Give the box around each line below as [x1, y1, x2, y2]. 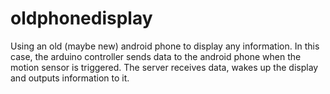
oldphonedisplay [10, 7, 153, 30]
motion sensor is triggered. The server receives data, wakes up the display [10, 61, 319, 73]
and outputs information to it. [10, 72, 130, 84]
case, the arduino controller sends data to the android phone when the [10, 50, 302, 62]
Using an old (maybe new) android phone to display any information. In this [10, 40, 320, 52]
